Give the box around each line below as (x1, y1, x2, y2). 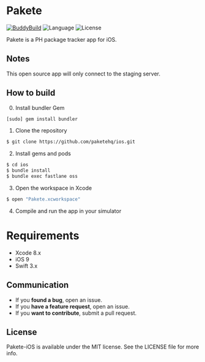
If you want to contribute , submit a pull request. (15, 309, 136, 317)
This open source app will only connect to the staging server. (6, 70, 161, 77)
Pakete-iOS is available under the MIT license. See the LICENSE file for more (6, 343, 199, 350)
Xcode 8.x (15, 249, 42, 256)
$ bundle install (6, 168, 51, 174)
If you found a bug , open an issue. (15, 296, 103, 304)
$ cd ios (6, 162, 29, 168)
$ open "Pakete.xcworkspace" (6, 196, 81, 202)
